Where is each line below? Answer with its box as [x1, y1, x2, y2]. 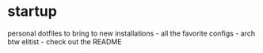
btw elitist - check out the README [7, 36, 122, 46]
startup [7, 2, 57, 21]
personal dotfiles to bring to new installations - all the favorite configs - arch [7, 28, 255, 38]
